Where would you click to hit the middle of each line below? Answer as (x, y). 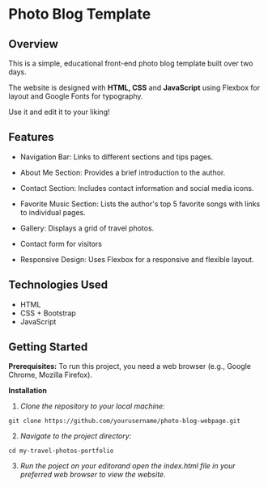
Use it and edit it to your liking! (59, 112)
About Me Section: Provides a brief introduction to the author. (123, 172)
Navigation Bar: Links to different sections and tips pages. (117, 157)
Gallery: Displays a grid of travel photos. (87, 228)
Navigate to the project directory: (76, 436)
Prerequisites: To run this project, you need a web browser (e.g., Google (130, 366)
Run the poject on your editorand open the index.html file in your (128, 466)
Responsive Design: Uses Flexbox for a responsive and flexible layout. (137, 259)
